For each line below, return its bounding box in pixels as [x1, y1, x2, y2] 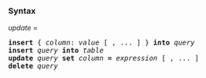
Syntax [8, 5, 36, 16]
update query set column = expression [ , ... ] [8, 54, 199, 63]
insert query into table [8, 46, 104, 55]
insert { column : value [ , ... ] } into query [8, 38, 195, 48]
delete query [8, 62, 59, 71]
